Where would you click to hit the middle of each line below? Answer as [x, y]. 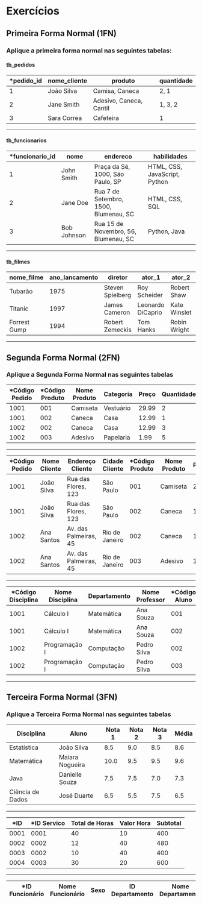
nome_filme [26, 277]
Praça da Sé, [112, 166]
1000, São [109, 174]
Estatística [24, 747]
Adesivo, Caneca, [118, 101]
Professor [151, 600]
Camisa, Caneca [116, 90]
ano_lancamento [74, 277]
